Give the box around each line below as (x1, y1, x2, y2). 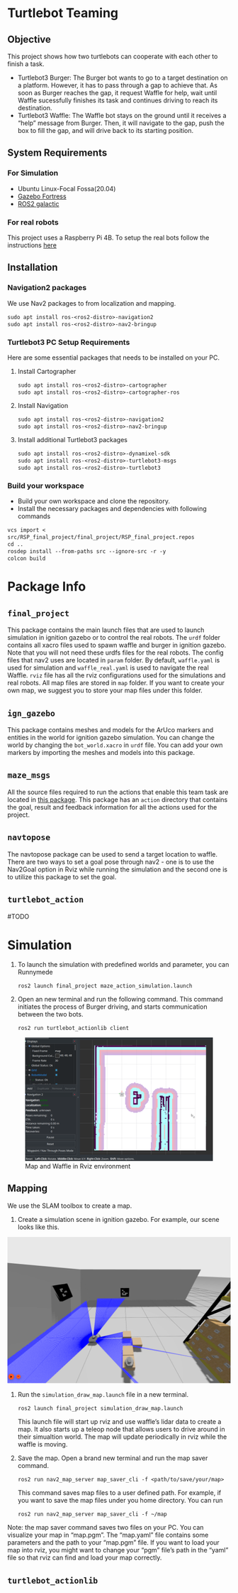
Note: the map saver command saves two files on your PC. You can (7, 1523, 204, 1532)
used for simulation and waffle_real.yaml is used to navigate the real (7, 663, 209, 672)
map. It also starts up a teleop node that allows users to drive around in (17, 1425, 225, 1434)
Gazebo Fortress (17, 192, 67, 200)
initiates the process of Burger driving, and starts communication (17, 1002, 208, 1011)
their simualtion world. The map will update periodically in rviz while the (17, 1432, 227, 1441)
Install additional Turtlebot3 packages (17, 435, 127, 444)
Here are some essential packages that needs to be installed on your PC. (7, 353, 220, 362)
